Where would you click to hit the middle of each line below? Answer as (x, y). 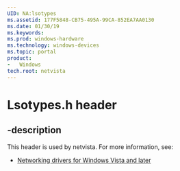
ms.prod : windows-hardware (46, 39)
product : (20, 58)
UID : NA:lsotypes (32, 13)
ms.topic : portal (32, 52)
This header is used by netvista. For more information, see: (90, 147)
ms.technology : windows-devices (53, 45)
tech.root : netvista (37, 71)
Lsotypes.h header (62, 105)
